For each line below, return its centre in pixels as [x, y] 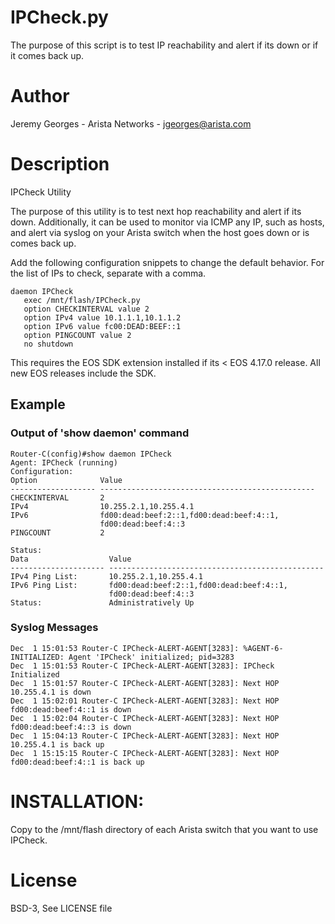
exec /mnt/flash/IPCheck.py [82, 300]
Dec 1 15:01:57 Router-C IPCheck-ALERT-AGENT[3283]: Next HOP [145, 683]
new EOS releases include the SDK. [83, 373]
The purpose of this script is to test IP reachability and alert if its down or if [164, 45]
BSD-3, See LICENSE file [61, 908]
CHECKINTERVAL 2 [57, 497]
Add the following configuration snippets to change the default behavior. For [167, 262]
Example [38, 404]
